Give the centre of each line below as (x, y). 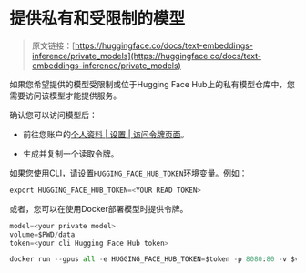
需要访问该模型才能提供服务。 (65, 96)
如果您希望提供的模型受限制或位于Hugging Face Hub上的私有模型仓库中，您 (153, 84)
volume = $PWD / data (42, 234)
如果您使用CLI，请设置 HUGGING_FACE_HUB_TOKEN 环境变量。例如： (128, 173)
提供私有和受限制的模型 (97, 19)
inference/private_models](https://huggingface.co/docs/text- (147, 56)
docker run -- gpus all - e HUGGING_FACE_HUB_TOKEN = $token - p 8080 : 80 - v (148, 259)
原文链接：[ (53, 45)
